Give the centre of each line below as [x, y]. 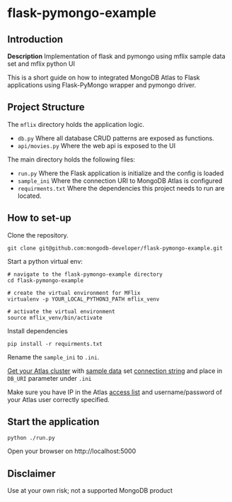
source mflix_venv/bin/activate [55, 318]
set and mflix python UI [41, 64]
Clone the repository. [38, 235]
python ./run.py [31, 438]
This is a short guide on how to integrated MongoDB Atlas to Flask [104, 77]
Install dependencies [38, 330]
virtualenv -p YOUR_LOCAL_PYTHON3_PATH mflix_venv [83, 299]
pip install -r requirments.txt [55, 344]
